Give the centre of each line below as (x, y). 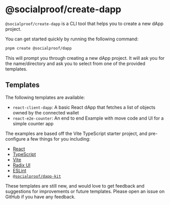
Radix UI (21, 165)
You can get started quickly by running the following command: (72, 39)
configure (16, 139)
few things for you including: (60, 139)
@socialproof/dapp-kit (37, 176)
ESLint (19, 170)
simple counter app (33, 123)
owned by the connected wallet (46, 112)
